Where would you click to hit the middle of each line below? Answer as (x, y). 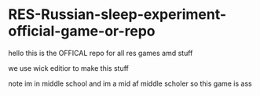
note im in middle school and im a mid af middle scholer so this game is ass (130, 83)
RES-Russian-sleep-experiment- (117, 15)
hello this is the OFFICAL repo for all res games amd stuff (101, 53)
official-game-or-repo (82, 31)
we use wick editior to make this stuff (69, 68)
